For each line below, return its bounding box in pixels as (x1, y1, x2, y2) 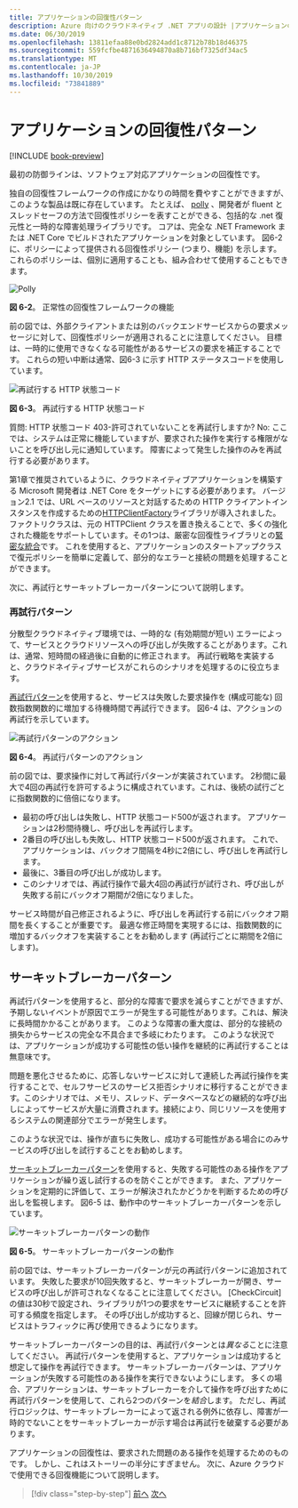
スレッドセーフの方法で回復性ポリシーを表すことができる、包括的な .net (9, 210, 273, 221)
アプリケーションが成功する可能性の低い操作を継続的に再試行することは (24, 1040, 289, 1051)
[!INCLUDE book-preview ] (9, 150, 105, 161)
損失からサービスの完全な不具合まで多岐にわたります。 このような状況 (9, 1028, 268, 1039)
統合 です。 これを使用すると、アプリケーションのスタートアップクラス (24, 540, 282, 552)
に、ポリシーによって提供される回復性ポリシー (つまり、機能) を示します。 (9, 243, 282, 254)
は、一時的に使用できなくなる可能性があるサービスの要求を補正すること (9, 343, 273, 353)
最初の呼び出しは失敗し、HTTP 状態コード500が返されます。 (21, 811, 246, 822)
